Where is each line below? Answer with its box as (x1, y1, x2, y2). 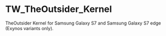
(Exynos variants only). (5, 25, 54, 31)
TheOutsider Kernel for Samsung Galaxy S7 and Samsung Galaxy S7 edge (5, 20, 161, 26)
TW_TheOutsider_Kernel (5, 3, 112, 15)
